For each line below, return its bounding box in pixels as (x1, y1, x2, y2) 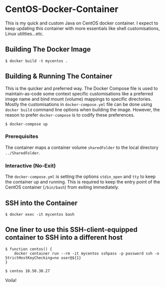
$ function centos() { (5, 246, 52, 251)
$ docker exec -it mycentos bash (5, 211, 75, 217)
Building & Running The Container (5, 72, 113, 80)
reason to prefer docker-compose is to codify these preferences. (5, 111, 135, 118)
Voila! (5, 277, 17, 283)
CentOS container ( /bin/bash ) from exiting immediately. (5, 184, 120, 190)
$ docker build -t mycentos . (5, 58, 68, 63)
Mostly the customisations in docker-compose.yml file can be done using (5, 101, 153, 107)
